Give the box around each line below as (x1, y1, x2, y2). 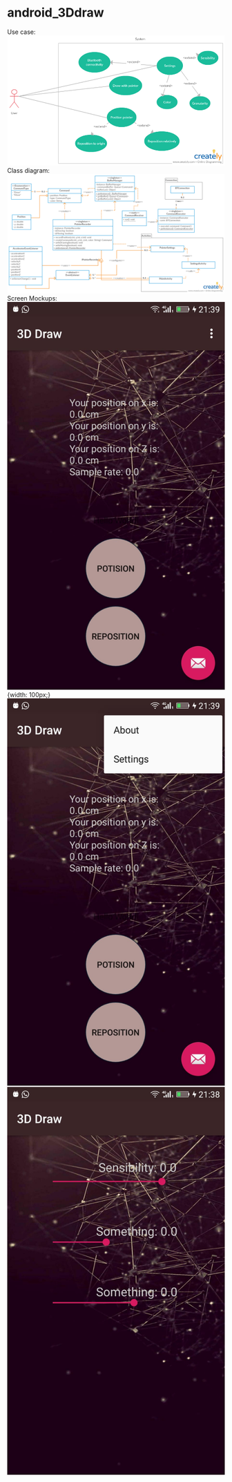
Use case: (7, 28, 36, 36)
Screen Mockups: (7, 294, 57, 303)
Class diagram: (7, 166, 50, 174)
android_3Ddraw (7, 5, 105, 21)
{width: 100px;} (7, 690, 50, 699)
